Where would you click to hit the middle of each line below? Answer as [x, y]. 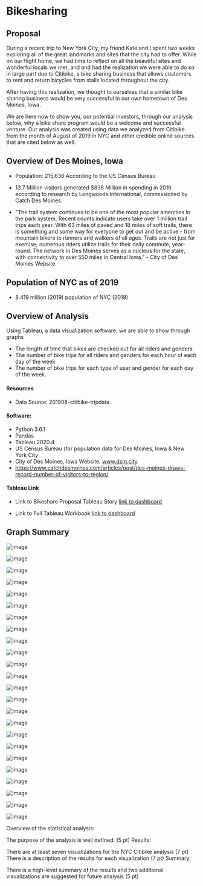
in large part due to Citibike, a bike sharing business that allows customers [99, 74]
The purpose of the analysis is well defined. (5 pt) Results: [79, 840]
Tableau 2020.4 [35, 442]
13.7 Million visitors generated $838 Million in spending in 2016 [93, 187]
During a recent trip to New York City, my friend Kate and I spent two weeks [101, 48]
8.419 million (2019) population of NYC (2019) [72, 297]
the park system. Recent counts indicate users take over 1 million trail [101, 218]
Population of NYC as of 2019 [63, 283]
